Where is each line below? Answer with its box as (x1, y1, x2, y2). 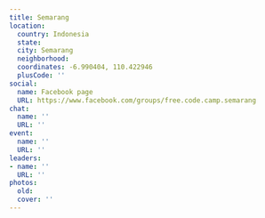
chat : (9, 104, 29, 113)
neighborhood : (17, 54, 69, 63)
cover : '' (17, 195, 53, 205)
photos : (9, 179, 38, 188)
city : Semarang (17, 46, 74, 55)
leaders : (9, 153, 42, 163)
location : (9, 21, 46, 30)
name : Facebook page (17, 87, 93, 96)
